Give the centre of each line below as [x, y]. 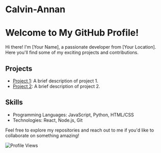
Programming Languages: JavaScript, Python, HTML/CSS [73, 115]
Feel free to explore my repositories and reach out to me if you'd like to [80, 130]
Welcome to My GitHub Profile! [72, 33]
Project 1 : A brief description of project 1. [55, 81]
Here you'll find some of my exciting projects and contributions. [72, 53]
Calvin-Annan [35, 9]
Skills [14, 103]
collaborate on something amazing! [42, 135]
